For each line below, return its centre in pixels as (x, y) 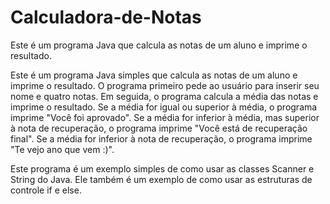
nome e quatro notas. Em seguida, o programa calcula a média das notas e (164, 96)
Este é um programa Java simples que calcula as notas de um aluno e (154, 75)
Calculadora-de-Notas (106, 17)
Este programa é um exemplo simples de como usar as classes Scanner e (162, 168)
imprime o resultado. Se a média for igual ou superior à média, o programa (164, 107)
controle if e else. (46, 190)
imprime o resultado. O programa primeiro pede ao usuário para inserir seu (165, 85)
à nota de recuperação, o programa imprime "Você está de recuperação (159, 128)
